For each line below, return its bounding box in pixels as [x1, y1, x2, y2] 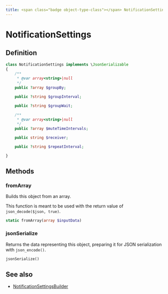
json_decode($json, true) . [5, 208, 61, 214]
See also [5, 270, 33, 278]
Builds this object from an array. [5, 193, 71, 199]
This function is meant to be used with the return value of [5, 203, 124, 209]
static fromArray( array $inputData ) [5, 218, 82, 223]
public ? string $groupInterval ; [14, 94, 82, 99]
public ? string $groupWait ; [14, 103, 73, 108]
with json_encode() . [5, 246, 46, 252]
